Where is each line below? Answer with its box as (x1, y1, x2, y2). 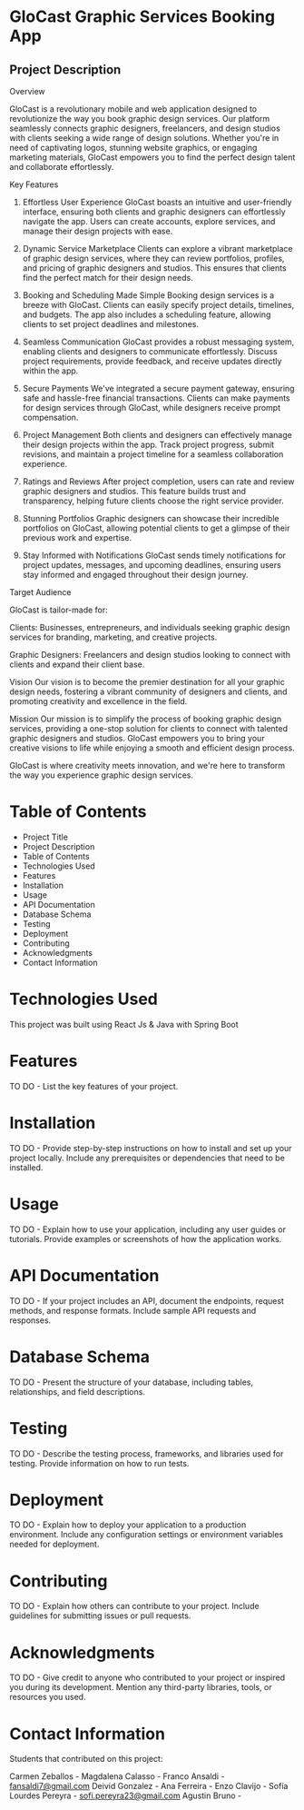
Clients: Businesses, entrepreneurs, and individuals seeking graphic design (9, 622, 290, 632)
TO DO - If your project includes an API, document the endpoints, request (9, 1295, 284, 1306)
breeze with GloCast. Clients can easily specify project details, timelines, (22, 300, 295, 310)
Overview (9, 86, 45, 96)
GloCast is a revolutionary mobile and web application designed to (9, 104, 257, 114)
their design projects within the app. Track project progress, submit (22, 439, 275, 450)
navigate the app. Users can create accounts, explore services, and (22, 216, 276, 226)
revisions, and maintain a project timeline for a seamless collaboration (22, 449, 284, 460)
